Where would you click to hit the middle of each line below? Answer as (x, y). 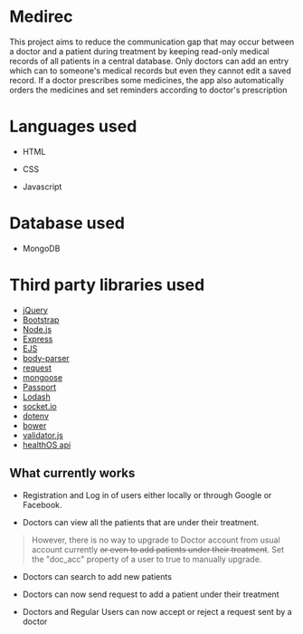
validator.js (43, 435)
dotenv (36, 416)
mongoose (43, 377)
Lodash (37, 397)
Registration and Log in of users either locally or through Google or (147, 495)
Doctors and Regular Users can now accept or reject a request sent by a (157, 611)
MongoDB (41, 248)
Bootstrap (41, 320)
